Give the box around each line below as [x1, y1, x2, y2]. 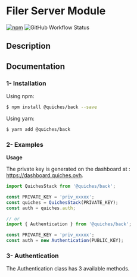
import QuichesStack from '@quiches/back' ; [6, 183, 116, 190]
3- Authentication [6, 251, 59, 260]
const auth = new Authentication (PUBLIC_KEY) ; [6, 238, 124, 244]
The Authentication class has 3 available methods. [6, 265, 130, 272]
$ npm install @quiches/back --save [6, 104, 97, 111]
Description [6, 41, 51, 51]
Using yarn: [6, 115, 35, 122]
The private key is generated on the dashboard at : [6, 165, 130, 173]
